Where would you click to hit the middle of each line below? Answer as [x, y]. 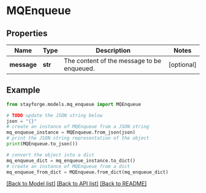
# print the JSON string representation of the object [78, 138]
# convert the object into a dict [51, 155]
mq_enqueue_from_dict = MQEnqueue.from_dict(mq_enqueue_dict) [87, 172]
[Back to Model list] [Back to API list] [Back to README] [77, 184]
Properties [27, 33]
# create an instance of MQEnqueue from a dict [68, 166]
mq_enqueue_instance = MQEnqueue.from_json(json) [71, 132]
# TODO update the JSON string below [55, 115]
